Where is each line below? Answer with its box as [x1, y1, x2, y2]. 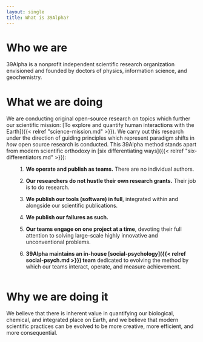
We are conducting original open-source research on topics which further [6, 115, 191, 122]
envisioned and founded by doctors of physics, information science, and [6, 67, 187, 75]
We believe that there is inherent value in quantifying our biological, [6, 310, 175, 317]
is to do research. [25, 183, 70, 191]
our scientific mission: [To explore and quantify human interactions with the [6, 121, 195, 129]
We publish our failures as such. [25, 214, 109, 221]
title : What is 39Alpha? [6, 15, 69, 21]
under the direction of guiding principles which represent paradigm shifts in [6, 134, 195, 142]
